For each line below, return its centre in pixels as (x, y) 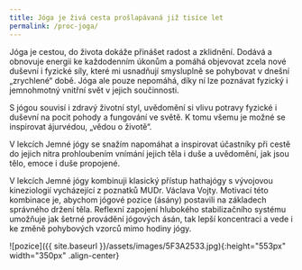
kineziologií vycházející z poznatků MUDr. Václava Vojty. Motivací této (139, 190)
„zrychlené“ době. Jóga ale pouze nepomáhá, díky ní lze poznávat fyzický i (149, 80)
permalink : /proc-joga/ (54, 26)
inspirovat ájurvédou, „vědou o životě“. (81, 126)
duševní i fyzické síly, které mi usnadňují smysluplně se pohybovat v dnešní (150, 71)
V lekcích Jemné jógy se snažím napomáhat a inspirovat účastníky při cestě (150, 144)
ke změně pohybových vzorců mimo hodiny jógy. (101, 228)
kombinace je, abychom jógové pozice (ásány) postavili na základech (138, 200)
